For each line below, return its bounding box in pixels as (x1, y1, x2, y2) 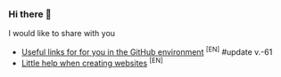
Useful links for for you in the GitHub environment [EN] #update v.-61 (21, 45, 273, 57)
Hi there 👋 (8, 8, 53, 20)
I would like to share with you (8, 28, 116, 39)
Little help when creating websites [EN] (21, 56, 164, 68)
